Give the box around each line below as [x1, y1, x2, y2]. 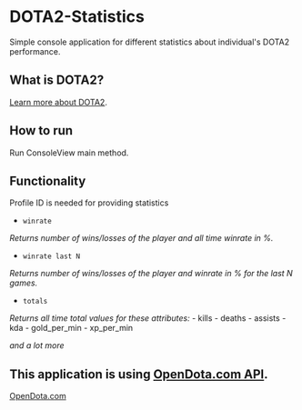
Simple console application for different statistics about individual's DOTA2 [9, 36, 290, 47]
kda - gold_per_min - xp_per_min [9, 323, 134, 334]
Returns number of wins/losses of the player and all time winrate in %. [9, 233, 274, 244]
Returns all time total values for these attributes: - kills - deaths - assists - [9, 313, 287, 324]
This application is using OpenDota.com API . [9, 366, 268, 382]
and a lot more [9, 340, 65, 351]
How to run [9, 123, 74, 138]
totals [22, 297, 48, 306]
